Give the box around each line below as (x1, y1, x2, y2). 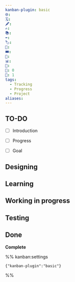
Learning (5, 180, 34, 188)
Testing (5, 213, 29, 222)
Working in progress (5, 196, 70, 205)
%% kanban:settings (5, 253, 48, 259)
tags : (5, 77, 16, 82)
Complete (5, 244, 26, 250)
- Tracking (9, 82, 32, 87)
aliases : (5, 96, 23, 101)
